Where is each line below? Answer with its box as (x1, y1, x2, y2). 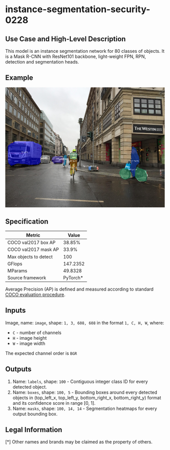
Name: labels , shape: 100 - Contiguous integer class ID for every (12, 378, 148, 384)
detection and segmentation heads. (5, 59, 79, 65)
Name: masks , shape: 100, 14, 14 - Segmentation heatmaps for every (12, 405, 157, 411)
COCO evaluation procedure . (5, 291, 66, 298)
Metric (26, 232, 40, 238)
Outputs (5, 365, 32, 374)
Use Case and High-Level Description (5, 35, 126, 43)
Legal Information (5, 426, 62, 434)
